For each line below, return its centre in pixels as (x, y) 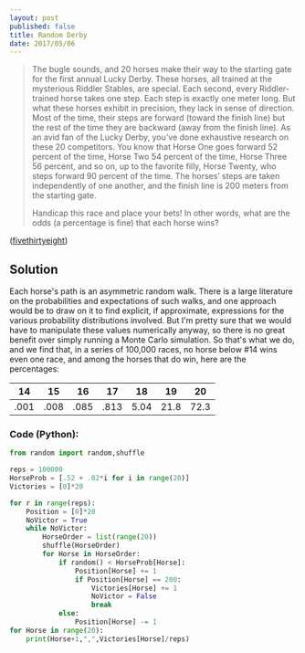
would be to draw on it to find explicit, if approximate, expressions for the (147, 311)
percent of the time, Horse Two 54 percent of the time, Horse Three (159, 157)
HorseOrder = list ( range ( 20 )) (100, 537)
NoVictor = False (124, 596)
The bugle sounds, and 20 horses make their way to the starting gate (162, 69)
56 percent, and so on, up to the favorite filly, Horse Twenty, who (154, 166)
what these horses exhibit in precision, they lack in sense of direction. (163, 108)
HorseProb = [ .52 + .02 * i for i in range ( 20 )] (100, 479)
